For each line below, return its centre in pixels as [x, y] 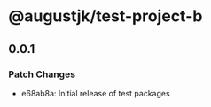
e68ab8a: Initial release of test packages [95, 93]
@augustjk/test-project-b [105, 16]
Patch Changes [42, 74]
